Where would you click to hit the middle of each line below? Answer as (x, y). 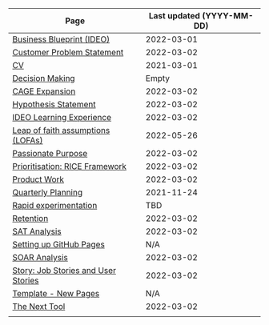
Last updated (174, 16)
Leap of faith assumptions (61, 130)
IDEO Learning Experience (62, 117)
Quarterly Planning (47, 193)
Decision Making (44, 78)
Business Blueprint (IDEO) (61, 39)
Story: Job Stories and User (64, 270)
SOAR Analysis (40, 257)
